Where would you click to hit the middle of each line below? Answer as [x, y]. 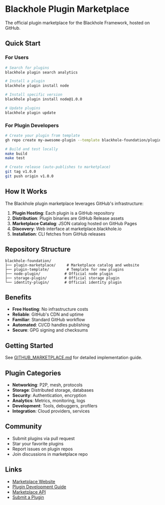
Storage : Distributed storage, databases [53, 390]
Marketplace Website [34, 481]
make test [15, 158]
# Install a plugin [25, 81]
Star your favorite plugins [38, 443]
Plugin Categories [33, 373]
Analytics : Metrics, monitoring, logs [49, 401]
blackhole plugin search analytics [41, 72]
